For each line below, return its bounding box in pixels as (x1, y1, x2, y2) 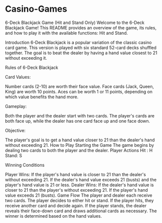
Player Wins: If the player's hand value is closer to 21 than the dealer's (5, 171, 146, 177)
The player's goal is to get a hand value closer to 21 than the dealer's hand (5, 137, 155, 143)
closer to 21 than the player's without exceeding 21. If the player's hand (5, 187, 148, 193)
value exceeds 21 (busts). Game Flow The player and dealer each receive (5, 192, 153, 198)
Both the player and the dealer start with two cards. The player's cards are (5, 112, 155, 118)
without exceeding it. (5, 55, 47, 61)
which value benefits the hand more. (5, 94, 79, 100)
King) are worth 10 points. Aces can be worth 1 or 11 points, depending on (5, 89, 153, 94)
